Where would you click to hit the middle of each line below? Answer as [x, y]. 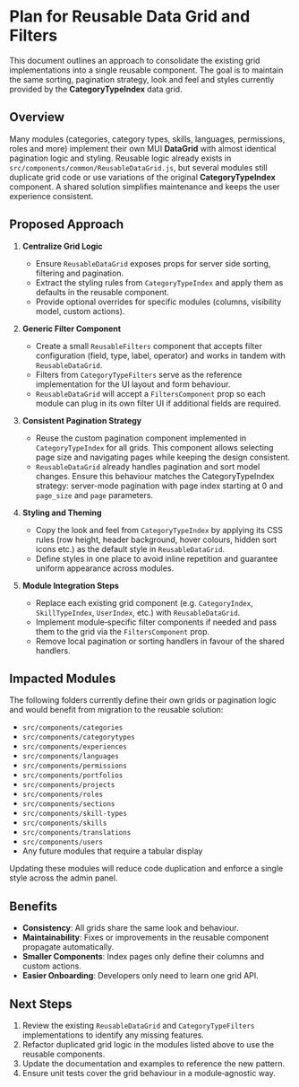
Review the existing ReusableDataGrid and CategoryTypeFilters [138, 1026]
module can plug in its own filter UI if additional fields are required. [158, 403]
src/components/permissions [74, 766]
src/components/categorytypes [79, 738]
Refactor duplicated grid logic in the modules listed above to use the [148, 1044]
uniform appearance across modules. [105, 568]
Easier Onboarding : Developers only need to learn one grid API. [141, 976]
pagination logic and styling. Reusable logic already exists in [120, 158]
